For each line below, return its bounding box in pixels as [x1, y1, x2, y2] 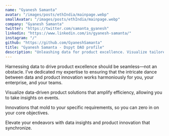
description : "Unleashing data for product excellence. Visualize [5, 49, 147, 54]
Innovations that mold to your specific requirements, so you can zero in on [5, 104, 159, 110]
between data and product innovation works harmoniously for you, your [5, 74, 154, 80]
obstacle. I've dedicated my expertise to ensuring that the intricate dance [5, 69, 157, 75]
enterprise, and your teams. [5, 79, 63, 86]
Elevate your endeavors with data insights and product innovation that [5, 119, 150, 125]
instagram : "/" [5, 36, 37, 41]
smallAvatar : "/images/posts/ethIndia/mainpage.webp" [5, 17, 121, 22]
